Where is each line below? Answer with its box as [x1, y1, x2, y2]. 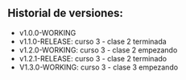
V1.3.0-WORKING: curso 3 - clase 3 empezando [19, 62, 179, 72]
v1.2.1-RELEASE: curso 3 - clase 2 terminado [19, 53, 167, 63]
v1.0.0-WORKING [19, 27, 76, 37]
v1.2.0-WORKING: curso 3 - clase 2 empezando [19, 44, 178, 55]
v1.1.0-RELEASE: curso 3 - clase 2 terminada [19, 36, 167, 46]
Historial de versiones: [7, 6, 124, 20]
